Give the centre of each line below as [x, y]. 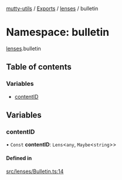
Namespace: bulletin [58, 32]
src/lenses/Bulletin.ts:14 [35, 171]
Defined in [19, 158]
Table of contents [39, 67]
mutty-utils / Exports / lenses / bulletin [52, 9]
